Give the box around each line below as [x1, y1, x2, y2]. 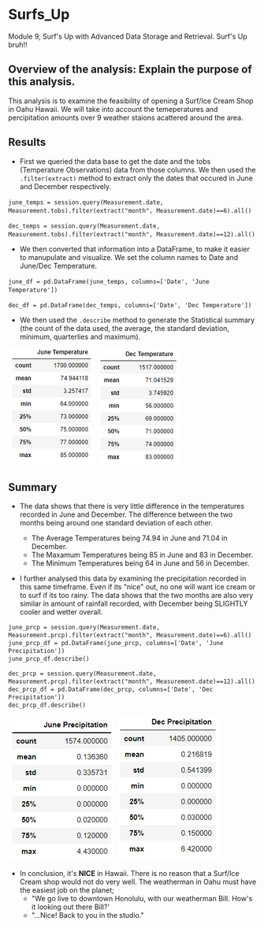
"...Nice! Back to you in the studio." [31, 911, 144, 920]
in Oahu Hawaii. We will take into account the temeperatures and [8, 104, 218, 113]
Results [8, 135, 46, 149]
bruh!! [8, 39, 28, 49]
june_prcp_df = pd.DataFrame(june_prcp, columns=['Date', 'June [8, 640, 224, 648]
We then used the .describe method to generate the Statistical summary [19, 315, 255, 325]
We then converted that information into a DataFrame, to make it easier [19, 244, 251, 254]
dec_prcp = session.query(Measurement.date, [8, 670, 157, 678]
